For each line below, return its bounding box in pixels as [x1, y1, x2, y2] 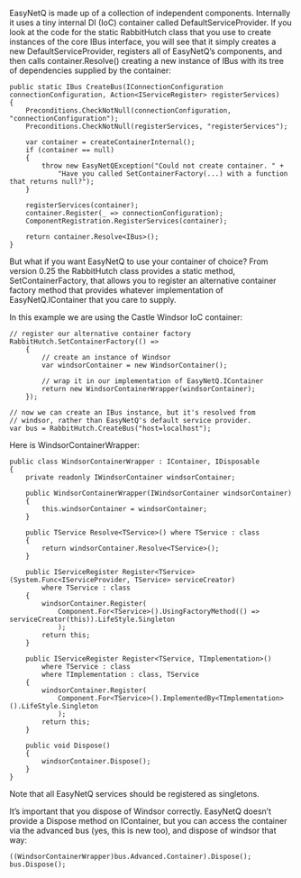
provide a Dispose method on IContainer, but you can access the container [9, 816, 287, 826]
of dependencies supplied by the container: [9, 65, 171, 76]
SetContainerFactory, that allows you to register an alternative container [9, 275, 277, 286]
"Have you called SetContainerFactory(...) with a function [57, 169, 288, 178]
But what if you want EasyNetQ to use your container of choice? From [9, 256, 269, 267]
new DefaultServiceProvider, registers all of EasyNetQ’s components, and [9, 46, 282, 57]
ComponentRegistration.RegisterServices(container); [25, 216, 228, 225]
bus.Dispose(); [9, 860, 67, 869]
